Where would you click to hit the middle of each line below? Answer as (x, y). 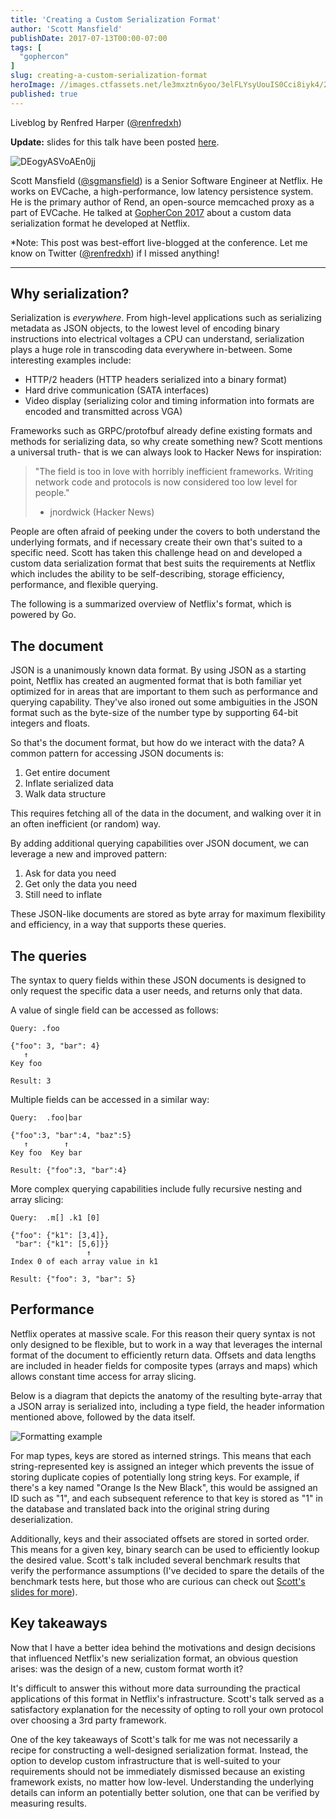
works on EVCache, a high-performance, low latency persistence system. (162, 191)
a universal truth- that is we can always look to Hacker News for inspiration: (166, 452)
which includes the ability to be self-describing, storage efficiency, (147, 574)
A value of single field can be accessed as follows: (114, 1010)
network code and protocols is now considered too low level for (166, 482)
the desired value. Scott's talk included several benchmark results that (155, 1560)
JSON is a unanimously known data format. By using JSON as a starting (158, 670)
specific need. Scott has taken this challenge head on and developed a (156, 553)
